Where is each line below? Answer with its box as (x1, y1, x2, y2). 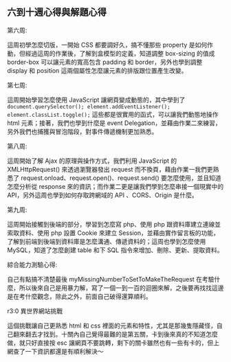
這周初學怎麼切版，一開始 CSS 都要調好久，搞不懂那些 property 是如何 (7, 41, 208, 49)
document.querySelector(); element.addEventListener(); (7, 103, 170, 110)
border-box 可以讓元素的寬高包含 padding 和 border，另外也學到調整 (7, 58, 203, 66)
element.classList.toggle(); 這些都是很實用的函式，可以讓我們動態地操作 (7, 110, 219, 118)
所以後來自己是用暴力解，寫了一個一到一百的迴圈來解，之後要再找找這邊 (19, 284, 224, 292)
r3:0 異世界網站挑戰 (7, 306, 63, 315)
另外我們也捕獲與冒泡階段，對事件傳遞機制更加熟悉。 (7, 127, 158, 135)
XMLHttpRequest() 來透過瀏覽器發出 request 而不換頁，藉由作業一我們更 (7, 165, 213, 173)
